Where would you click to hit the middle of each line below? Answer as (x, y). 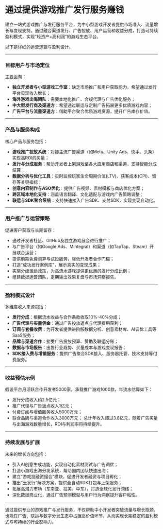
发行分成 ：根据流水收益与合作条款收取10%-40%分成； (67, 317)
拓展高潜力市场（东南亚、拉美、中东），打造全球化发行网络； (73, 489)
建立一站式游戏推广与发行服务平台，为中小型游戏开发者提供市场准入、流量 (79, 24)
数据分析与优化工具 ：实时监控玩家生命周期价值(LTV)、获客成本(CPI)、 (82, 176)
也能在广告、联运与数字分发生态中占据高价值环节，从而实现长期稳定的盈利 (79, 515)
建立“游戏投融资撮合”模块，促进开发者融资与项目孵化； (67, 476)
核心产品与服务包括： (26, 141)
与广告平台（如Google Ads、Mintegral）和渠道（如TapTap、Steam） (81, 247)
